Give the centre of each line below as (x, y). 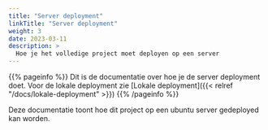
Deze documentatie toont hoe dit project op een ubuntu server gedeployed (134, 110)
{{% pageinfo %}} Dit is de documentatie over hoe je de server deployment (134, 77)
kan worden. (29, 118)
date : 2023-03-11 (38, 39)
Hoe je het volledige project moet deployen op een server (118, 54)
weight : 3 (25, 31)
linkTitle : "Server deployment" (63, 24)
